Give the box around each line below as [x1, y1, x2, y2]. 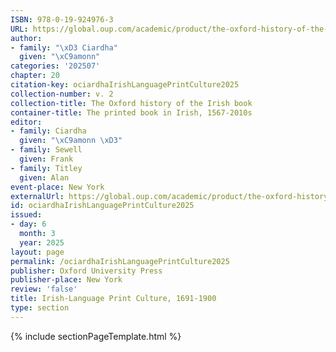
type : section [10, 303, 70, 313]
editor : [10, 117, 43, 127]
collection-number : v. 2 [10, 89, 114, 99]
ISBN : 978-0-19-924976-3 [10, 14, 114, 25]
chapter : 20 [10, 71, 60, 81]
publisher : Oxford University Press [10, 266, 163, 276]
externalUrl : [10, 191, 65, 201]
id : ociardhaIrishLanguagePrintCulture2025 [10, 201, 195, 211]
